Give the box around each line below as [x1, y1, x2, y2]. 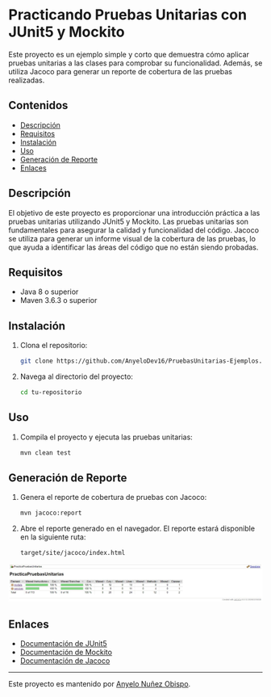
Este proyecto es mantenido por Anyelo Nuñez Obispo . [8, 679, 191, 689]
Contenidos [8, 99, 69, 112]
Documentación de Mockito [19, 648, 113, 657]
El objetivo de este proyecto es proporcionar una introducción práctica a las [8, 208, 261, 217]
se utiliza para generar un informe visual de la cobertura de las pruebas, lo [8, 233, 256, 243]
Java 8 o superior [19, 287, 79, 296]
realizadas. [8, 75, 45, 85]
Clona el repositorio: [19, 341, 88, 351]
